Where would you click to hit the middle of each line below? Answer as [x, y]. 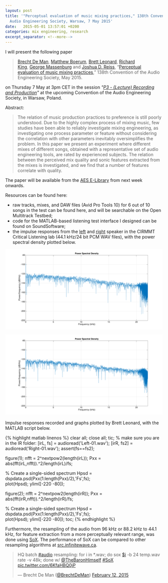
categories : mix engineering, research [47, 32]
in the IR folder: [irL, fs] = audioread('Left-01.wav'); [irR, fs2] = [69, 443]
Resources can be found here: [36, 195]
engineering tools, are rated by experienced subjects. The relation [85, 155]
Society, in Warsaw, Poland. [34, 98]
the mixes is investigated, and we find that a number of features [83, 165]
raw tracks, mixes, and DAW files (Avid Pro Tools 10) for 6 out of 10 [81, 205]
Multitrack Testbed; [32, 216]
